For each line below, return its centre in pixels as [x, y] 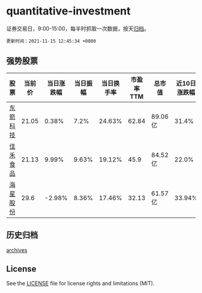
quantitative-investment [69, 11]
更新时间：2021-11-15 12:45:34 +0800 [51, 41]
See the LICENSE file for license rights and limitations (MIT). [81, 283]
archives [17, 250]
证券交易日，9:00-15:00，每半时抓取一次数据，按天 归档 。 [78, 28]
